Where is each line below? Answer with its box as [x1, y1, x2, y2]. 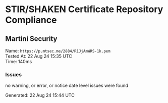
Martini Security [5, 34, 58, 43]
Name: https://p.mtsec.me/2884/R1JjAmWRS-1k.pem [5, 48, 111, 54]
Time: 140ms [5, 59, 32, 64]
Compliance [5, 14, 57, 26]
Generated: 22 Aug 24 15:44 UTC [5, 92, 75, 98]
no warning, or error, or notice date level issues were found [5, 82, 129, 89]
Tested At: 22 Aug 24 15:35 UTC [5, 53, 72, 59]
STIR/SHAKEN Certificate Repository [5, 4, 163, 15]
